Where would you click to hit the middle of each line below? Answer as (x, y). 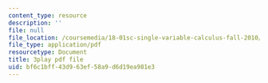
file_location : (33, 38)
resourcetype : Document (48, 52)
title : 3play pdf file (46, 60)
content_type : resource (48, 15)
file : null (26, 30)
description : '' (35, 23)
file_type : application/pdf (55, 45)
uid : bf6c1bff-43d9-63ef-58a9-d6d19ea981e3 (82, 67)
